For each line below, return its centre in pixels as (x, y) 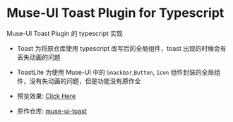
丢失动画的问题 (38, 57)
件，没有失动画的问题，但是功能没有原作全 (79, 81)
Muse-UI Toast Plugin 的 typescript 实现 (65, 33)
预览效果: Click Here (46, 96)
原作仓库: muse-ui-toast (52, 111)
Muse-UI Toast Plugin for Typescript (115, 13)
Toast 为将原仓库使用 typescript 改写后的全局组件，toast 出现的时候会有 (121, 48)
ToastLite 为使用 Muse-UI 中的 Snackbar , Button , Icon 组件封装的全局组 (118, 72)
